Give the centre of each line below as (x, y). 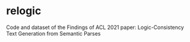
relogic (24, 11)
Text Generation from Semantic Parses (53, 33)
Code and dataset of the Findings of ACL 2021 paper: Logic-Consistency (95, 27)
